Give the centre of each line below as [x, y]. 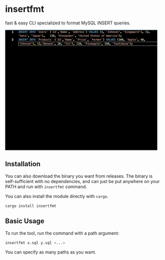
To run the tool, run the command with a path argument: [62, 233]
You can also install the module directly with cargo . [57, 196]
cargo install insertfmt [31, 206]
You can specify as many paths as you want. [51, 252]
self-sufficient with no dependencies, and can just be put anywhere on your [82, 181]
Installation [23, 164]
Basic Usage [25, 221]
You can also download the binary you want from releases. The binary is [79, 176]
